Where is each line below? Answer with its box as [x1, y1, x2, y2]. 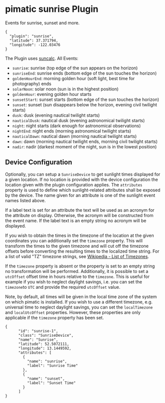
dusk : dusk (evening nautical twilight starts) [12, 112, 100, 118]
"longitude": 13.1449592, [18, 346, 71, 351]
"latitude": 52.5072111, [18, 341, 69, 347]
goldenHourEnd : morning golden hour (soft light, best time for [12, 75, 135, 81]
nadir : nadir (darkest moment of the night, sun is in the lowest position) [12, 143, 157, 149]
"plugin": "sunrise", [9, 34, 54, 39]
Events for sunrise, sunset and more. [5, 20, 80, 26]
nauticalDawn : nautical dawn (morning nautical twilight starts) [12, 133, 137, 139]
